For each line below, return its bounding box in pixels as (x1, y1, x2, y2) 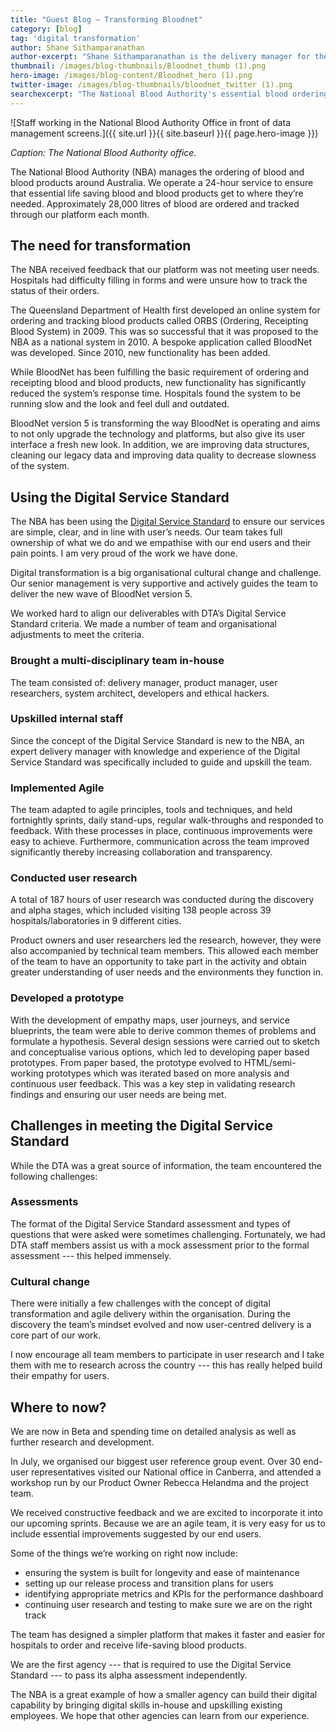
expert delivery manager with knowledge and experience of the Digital (10, 745, 301, 757)
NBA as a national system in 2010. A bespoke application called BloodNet (10, 336, 312, 348)
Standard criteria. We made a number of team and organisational (10, 618, 277, 630)
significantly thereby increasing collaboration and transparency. (10, 846, 273, 858)
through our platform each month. (10, 208, 150, 220)
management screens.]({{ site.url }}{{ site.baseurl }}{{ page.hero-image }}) (10, 127, 319, 139)
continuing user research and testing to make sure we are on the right (24, 1598, 313, 1610)
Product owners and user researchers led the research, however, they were (10, 934, 322, 946)
